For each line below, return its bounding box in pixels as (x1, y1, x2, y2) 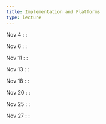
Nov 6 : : (6, 43, 28, 50)
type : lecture (6, 14, 42, 20)
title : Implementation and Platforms (6, 8, 101, 15)
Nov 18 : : (6, 77, 29, 84)
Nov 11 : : (6, 54, 28, 61)
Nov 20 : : (6, 89, 31, 96)
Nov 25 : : (6, 100, 31, 108)
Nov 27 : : (6, 112, 30, 119)
